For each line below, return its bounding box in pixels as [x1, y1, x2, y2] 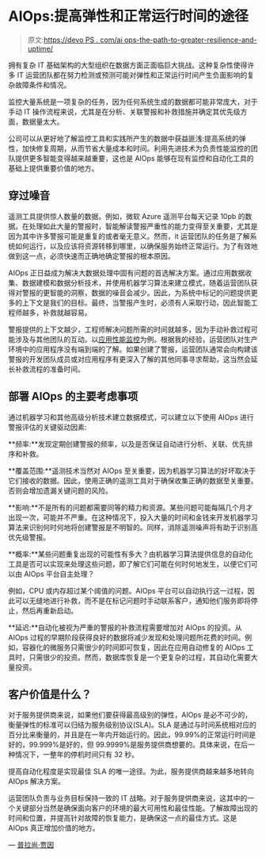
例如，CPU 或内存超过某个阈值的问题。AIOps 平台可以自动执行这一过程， [8, 586, 248, 595]
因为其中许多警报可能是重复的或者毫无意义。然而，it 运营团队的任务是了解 [8, 231, 250, 240]
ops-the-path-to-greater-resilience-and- [123, 35, 257, 44]
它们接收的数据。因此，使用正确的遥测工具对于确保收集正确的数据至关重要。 [8, 475, 258, 485]
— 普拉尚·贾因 [8, 840, 54, 850]
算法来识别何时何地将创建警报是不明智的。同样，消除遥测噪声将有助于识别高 [8, 522, 258, 532]
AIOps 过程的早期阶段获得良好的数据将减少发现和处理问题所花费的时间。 [8, 632, 245, 642]
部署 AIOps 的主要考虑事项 [8, 390, 139, 403]
